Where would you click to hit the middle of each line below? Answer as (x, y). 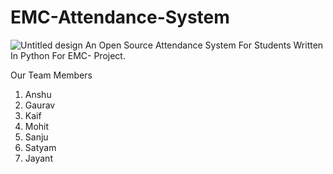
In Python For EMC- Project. (68, 55)
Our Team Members (51, 75)
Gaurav (40, 105)
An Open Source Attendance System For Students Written (204, 45)
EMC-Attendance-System (120, 17)
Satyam (40, 147)
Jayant (38, 158)
